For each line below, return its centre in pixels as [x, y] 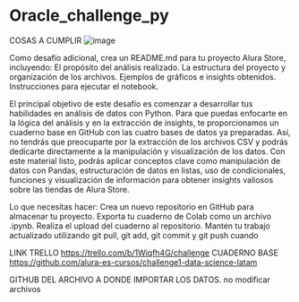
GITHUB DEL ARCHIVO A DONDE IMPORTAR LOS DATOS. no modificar [140, 280]
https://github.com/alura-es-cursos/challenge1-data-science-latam [133, 262]
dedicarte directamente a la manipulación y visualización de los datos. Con [147, 151]
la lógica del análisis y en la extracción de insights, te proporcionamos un [144, 123]
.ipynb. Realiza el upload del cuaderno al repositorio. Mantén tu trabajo [140, 226]
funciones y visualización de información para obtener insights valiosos [141, 179]
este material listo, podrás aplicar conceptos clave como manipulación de [145, 160]
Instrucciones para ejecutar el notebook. [84, 86]
